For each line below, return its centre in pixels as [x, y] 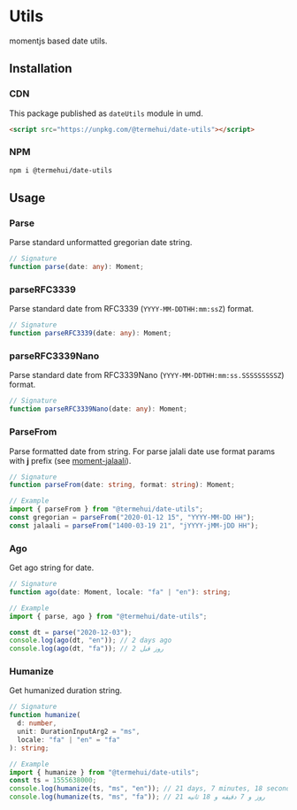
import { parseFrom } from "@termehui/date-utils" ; [106, 509]
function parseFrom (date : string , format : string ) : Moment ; [122, 485]
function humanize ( [45, 715]
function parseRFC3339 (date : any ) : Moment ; [91, 334]
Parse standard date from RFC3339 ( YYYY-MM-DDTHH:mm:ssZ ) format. [132, 309]
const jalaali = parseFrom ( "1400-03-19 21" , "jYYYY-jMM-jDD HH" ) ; [134, 525]
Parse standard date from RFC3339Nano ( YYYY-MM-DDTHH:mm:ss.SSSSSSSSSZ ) [147, 375]
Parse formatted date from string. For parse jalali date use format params [142, 451]
